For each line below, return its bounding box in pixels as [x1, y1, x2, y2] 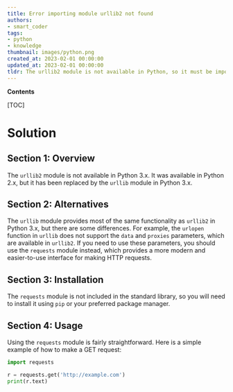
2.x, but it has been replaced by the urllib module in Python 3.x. [7, 178, 193, 187]
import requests [7, 359, 54, 366]
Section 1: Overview [7, 153, 96, 164]
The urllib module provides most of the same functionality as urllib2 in [7, 216, 216, 225]
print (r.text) [7, 377, 49, 385]
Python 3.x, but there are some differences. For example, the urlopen [7, 224, 205, 232]
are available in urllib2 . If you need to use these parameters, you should [7, 239, 216, 247]
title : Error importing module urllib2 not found [7, 10, 154, 17]
